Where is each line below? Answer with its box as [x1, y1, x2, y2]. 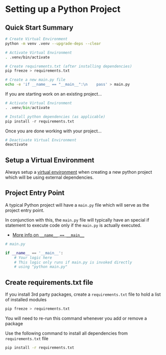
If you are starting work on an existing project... [5, 91, 102, 97]
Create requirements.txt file [5, 278, 93, 287]
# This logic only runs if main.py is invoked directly [14, 260, 133, 265]
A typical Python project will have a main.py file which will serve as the [5, 202, 150, 208]
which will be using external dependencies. [5, 174, 94, 180]
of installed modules [5, 297, 47, 303]
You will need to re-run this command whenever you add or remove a [5, 315, 147, 321]
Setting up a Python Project [5, 3, 121, 15]
